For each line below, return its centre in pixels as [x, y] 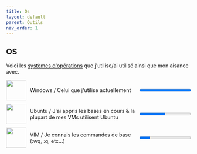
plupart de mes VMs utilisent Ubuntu [74, 117]
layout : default [26, 17]
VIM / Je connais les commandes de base [81, 135]
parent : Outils [25, 22]
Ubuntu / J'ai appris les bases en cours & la [83, 111]
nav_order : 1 [22, 28]
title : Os [18, 11]
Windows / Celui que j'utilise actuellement [81, 90]
